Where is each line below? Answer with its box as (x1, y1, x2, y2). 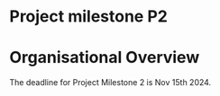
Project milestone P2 (9, 6, 169, 27)
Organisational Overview (9, 48, 200, 68)
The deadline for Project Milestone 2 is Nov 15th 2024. (9, 77, 212, 88)
